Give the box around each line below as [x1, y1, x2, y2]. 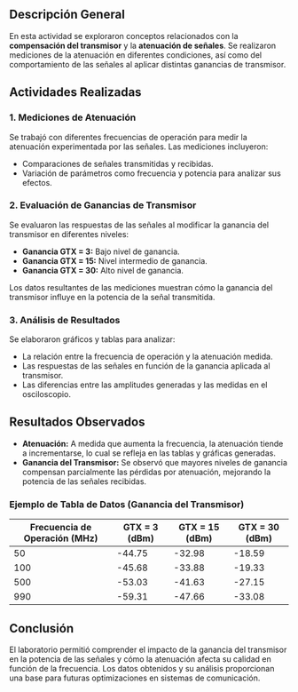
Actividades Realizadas [9, 84, 142, 100]
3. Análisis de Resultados [9, 314, 121, 326]
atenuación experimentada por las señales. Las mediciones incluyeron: [9, 141, 269, 152]
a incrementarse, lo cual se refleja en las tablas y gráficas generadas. [21, 448, 277, 458]
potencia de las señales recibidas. [21, 475, 147, 487]
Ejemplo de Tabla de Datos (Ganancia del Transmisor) [9, 497, 245, 510]
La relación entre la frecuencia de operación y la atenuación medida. [21, 351, 273, 362]
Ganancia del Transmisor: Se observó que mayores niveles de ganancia [21, 457, 288, 467]
